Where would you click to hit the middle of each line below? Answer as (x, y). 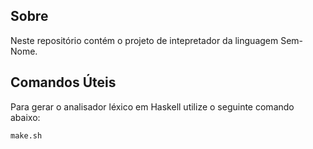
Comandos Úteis (63, 82)
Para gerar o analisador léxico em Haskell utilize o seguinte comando (152, 106)
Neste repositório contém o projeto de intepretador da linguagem (144, 40)
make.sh (26, 135)
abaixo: (25, 117)
